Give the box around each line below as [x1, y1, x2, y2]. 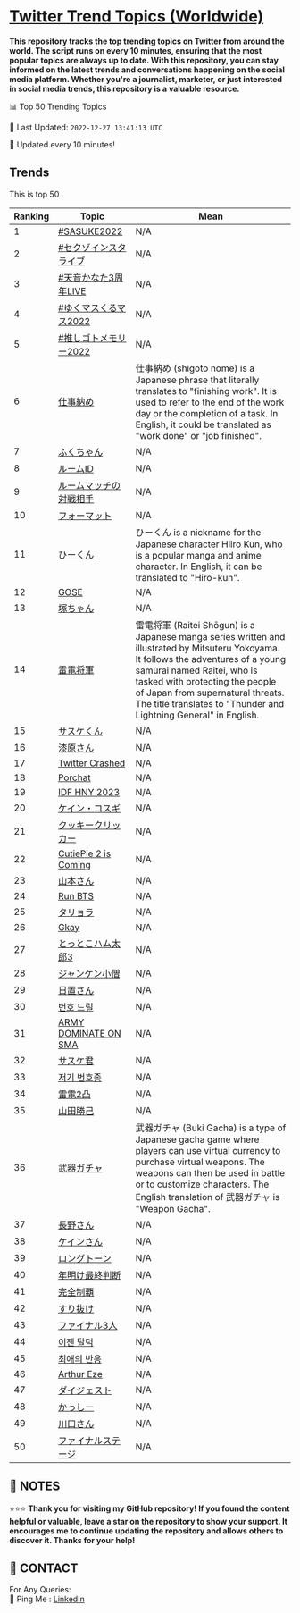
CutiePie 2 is [57, 847, 112, 860]
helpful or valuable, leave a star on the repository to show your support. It [9, 1516, 288, 1526]
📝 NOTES [9, 1479, 61, 1494]
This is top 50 [9, 189, 60, 199]
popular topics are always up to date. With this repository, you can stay [9, 55, 279, 65]
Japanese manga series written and [135, 630, 286, 643]
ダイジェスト [57, 1383, 112, 1396]
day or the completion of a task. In [135, 407, 279, 419]
